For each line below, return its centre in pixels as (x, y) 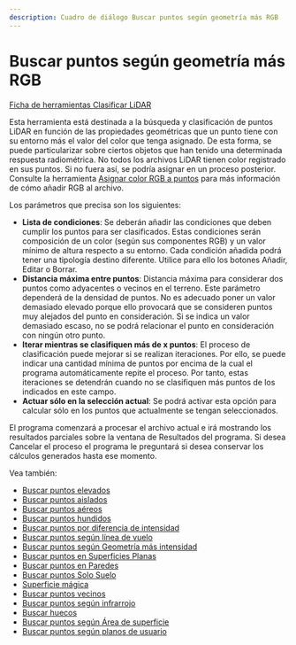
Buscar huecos (49, 612)
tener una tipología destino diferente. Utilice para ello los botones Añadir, (155, 260)
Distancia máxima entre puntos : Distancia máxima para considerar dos (152, 278)
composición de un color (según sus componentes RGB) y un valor (144, 241)
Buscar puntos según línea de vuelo (87, 537)
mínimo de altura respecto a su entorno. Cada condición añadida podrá (152, 250)
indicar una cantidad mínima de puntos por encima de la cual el (137, 363)
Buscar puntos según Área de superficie (95, 622)
